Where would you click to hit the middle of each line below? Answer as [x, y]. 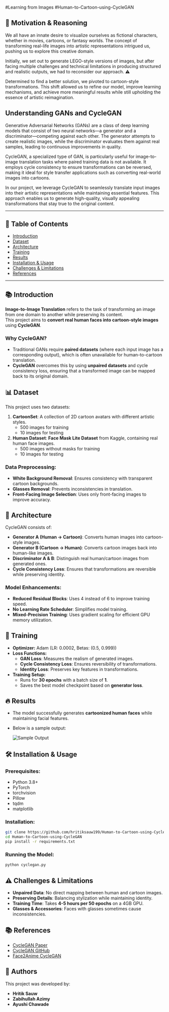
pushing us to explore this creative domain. [50, 51]
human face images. [34, 443]
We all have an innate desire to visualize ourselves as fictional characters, [81, 35]
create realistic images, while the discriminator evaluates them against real [82, 141]
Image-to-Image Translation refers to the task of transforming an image [80, 309]
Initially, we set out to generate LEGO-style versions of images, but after [80, 61]
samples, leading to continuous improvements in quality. [64, 147]
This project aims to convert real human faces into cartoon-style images [82, 320]
